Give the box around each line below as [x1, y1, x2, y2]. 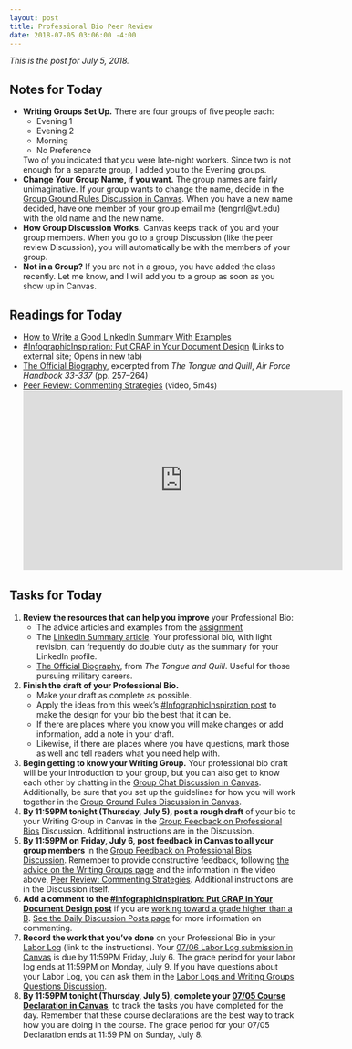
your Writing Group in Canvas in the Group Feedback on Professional [22, 815, 283, 826]
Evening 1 [36, 116, 73, 127]
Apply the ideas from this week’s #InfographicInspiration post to [36, 699, 277, 710]
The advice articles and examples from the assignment [36, 622, 243, 633]
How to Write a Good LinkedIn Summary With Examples [22, 331, 232, 342]
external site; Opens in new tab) [22, 351, 143, 362]
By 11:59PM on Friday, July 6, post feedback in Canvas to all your [22, 834, 274, 845]
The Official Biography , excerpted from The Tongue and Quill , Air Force [22, 361, 291, 371]
